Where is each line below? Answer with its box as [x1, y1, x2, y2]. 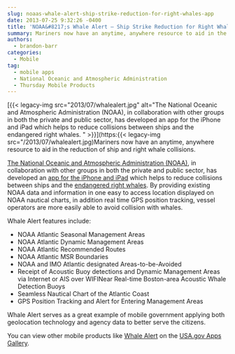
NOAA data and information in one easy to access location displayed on [7, 189, 215, 197]
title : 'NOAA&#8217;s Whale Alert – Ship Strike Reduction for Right [7, 23, 215, 30]
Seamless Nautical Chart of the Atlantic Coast [17, 290, 150, 298]
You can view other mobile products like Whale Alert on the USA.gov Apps [7, 332, 222, 340]
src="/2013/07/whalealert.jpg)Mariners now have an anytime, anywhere [7, 138, 215, 147]
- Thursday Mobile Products [13, 82, 96, 89]
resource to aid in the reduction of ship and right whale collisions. [7, 145, 196, 154]
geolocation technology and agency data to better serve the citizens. [7, 318, 206, 327]
